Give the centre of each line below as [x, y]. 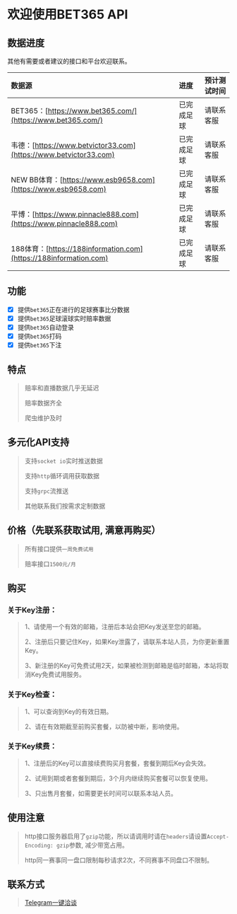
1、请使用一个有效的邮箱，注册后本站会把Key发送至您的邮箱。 [115, 627]
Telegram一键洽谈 [51, 903]
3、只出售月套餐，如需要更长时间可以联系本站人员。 [101, 793]
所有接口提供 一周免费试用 [59, 548]
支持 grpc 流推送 [47, 491]
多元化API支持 [38, 442]
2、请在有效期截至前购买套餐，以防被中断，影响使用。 [104, 727]
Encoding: [39, 845]
